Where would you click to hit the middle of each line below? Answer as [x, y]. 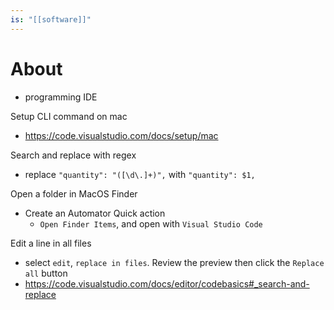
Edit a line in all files [51, 243]
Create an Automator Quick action [95, 213]
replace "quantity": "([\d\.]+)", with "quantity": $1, [140, 174]
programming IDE [61, 97]
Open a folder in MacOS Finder [74, 193]
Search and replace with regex [73, 155]
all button [46, 273]
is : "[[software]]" [51, 19]
